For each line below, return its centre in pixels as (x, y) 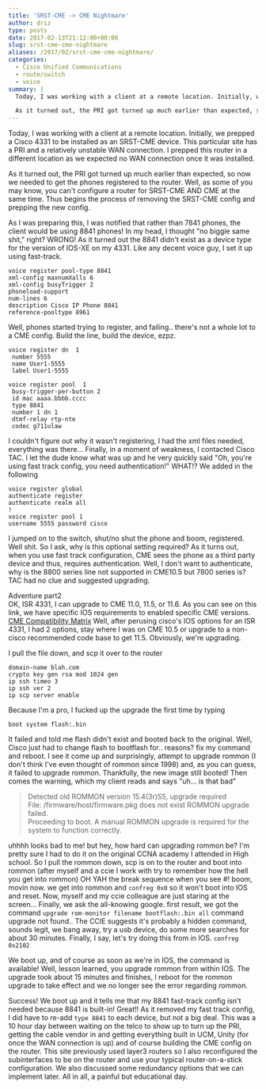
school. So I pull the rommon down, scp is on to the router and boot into (125, 863)
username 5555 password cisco (58, 524)
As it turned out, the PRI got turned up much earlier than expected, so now (130, 174)
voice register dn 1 (44, 350)
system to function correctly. (74, 830)
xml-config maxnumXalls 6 (51, 278)
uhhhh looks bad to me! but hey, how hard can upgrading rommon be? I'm (129, 846)
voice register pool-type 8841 (60, 271)
